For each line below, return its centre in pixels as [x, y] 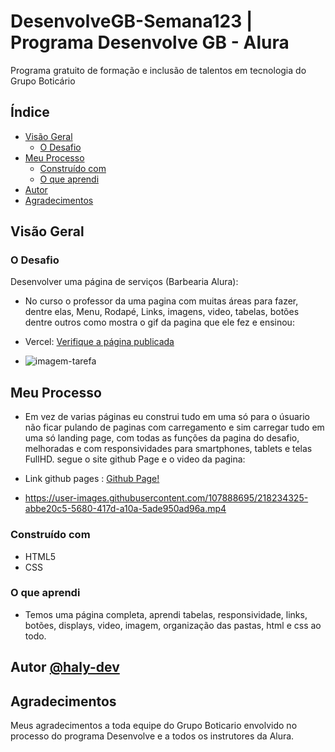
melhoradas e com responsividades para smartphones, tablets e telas [168, 449]
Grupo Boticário [43, 81]
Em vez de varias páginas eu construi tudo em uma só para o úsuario [167, 417]
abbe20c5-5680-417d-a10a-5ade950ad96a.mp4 [125, 509]
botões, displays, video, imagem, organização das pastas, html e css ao [173, 625]
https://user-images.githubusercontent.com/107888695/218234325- [166, 498]
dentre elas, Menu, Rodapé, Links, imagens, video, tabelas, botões [162, 312]
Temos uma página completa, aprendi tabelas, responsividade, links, [166, 614]
